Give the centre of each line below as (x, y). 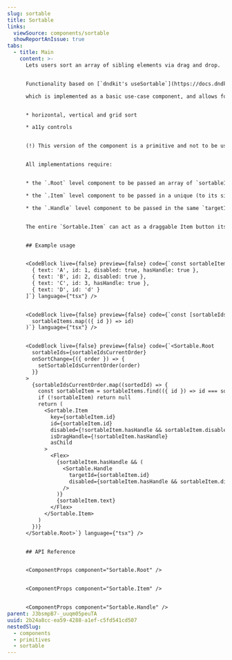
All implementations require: (69, 165)
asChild (61, 443)
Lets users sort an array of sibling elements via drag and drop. (123, 65)
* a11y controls (49, 128)
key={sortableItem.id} (83, 417)
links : (17, 26)
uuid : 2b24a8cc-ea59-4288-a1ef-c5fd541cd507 (72, 620)
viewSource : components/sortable (61, 33)
